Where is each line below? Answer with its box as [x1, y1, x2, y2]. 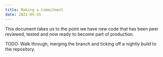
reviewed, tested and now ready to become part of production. [5, 31, 135, 37]
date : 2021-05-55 [5, 12, 41, 17]
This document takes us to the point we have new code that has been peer [5, 25, 159, 31]
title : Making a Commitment [5, 7, 64, 12]
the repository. [5, 46, 35, 52]
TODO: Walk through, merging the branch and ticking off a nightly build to [5, 40, 157, 46]
